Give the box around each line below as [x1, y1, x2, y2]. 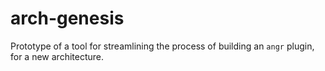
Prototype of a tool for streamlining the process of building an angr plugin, [10, 40, 315, 52]
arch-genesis [10, 7, 125, 30]
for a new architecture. [10, 50, 105, 62]
